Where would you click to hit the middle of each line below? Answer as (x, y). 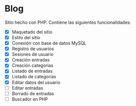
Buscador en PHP (30, 99)
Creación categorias (32, 65)
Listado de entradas (32, 71)
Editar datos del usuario (36, 82)
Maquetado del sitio (32, 32)
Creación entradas (31, 60)
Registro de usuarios (33, 49)
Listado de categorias (34, 77)
